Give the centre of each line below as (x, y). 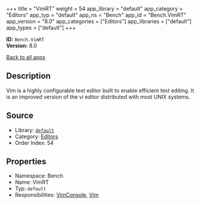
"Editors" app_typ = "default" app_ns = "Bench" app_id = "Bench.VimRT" (96, 15)
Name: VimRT (32, 182)
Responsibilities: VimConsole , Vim (57, 195)
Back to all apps (26, 57)
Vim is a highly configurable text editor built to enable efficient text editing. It (100, 90)
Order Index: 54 (34, 142)
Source (20, 116)
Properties (26, 162)
